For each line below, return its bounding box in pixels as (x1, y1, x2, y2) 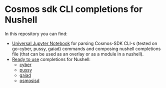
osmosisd (19, 77, 39, 83)
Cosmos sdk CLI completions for (4, 3, 143, 15)
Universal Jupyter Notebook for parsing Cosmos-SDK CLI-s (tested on (11, 40, 157, 46)
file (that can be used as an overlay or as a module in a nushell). (11, 51, 144, 57)
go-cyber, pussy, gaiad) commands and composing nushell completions (11, 45, 161, 51)
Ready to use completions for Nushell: (11, 56, 91, 62)
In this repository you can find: (4, 30, 68, 36)
